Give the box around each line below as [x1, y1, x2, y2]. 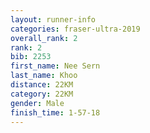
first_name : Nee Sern [10, 61, 101, 71]
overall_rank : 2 [10, 33, 78, 43]
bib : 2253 [10, 52, 52, 62]
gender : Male [10, 98, 65, 108]
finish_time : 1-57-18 [10, 107, 101, 118]
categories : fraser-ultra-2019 [10, 24, 141, 34]
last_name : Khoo [10, 71, 78, 81]
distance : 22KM [10, 80, 74, 90]
